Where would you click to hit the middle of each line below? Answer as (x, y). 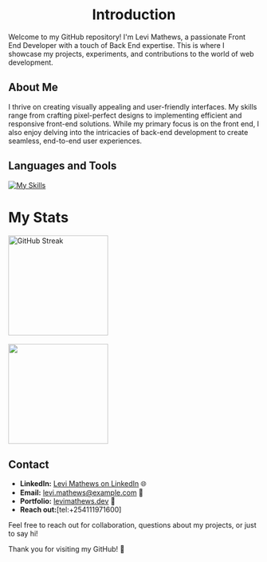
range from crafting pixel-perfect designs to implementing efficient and (125, 115)
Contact (29, 464)
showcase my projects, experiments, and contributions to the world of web (131, 54)
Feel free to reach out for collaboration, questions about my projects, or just (132, 525)
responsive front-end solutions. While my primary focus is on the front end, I (134, 124)
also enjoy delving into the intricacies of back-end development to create (128, 132)
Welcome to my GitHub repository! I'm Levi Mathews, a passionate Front (127, 37)
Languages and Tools (63, 166)
